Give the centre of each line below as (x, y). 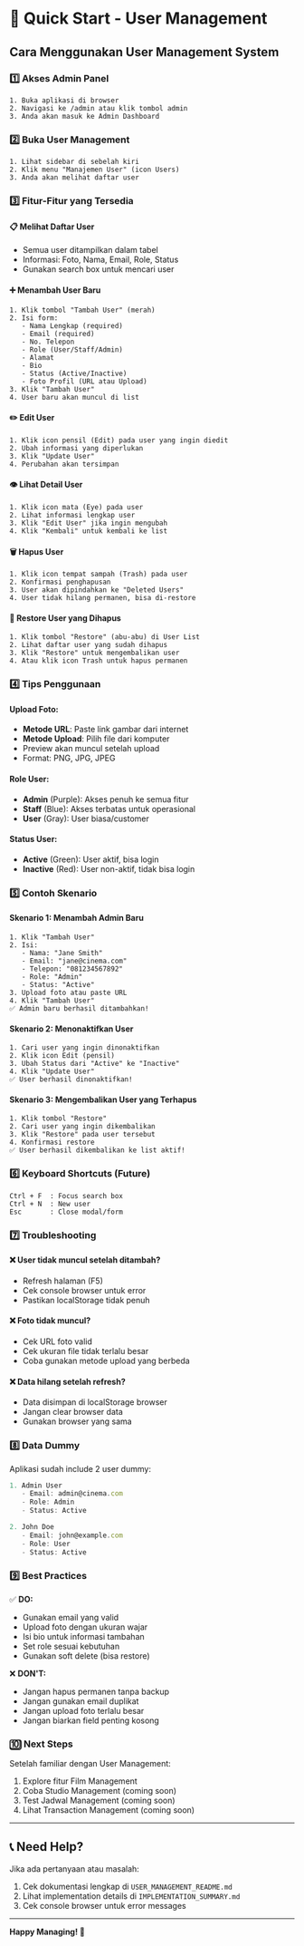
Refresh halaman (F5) (63, 1281)
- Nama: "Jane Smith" (62, 953)
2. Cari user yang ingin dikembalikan (82, 1127)
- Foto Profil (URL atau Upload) (84, 381)
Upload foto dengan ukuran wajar (85, 1627)
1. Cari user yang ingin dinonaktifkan (85, 1048)
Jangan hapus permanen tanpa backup (96, 1691)
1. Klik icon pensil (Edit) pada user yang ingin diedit (119, 440)
